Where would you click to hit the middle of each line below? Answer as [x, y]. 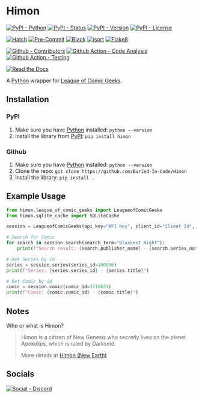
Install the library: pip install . [55, 177]
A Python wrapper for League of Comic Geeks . [64, 80]
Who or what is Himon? [35, 326]
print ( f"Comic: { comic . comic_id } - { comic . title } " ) [72, 292]
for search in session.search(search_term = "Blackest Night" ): [86, 243]
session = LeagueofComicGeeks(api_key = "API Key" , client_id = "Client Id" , [101, 226]
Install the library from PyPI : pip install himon [73, 136]
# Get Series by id [31, 259]
